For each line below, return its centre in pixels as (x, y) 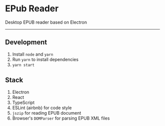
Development (26, 42)
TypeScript (23, 102)
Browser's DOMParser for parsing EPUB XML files (61, 118)
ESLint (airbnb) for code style (42, 108)
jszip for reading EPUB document (47, 113)
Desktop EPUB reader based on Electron (46, 22)
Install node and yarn (33, 54)
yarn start (23, 65)
